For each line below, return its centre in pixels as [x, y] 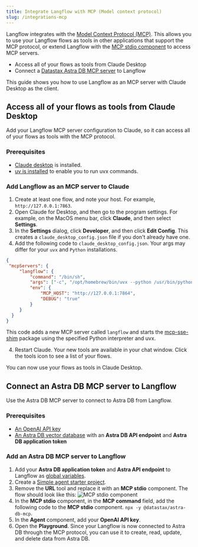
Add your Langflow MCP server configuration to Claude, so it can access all [98, 130]
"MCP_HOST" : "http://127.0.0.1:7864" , [88, 293]
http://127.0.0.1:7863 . [43, 205]
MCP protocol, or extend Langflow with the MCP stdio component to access [98, 46]
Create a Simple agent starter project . [60, 482]
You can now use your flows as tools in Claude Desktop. [74, 368]
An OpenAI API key [38, 429]
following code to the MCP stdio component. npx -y [78, 507]
